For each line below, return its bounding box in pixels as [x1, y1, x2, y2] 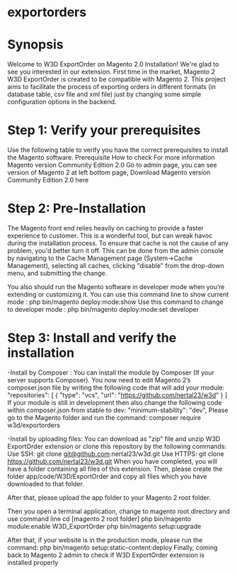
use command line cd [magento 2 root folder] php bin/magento [7, 514, 192, 523]
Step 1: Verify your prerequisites [7, 122, 201, 139]
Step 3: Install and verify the [7, 330, 177, 346]
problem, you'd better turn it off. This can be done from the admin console [7, 247, 224, 254]
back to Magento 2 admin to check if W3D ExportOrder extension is [7, 551, 205, 559]
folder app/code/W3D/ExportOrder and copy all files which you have [7, 471, 207, 481]
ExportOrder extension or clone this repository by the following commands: [7, 442, 227, 450]
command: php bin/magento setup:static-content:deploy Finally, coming [7, 543, 218, 551]
